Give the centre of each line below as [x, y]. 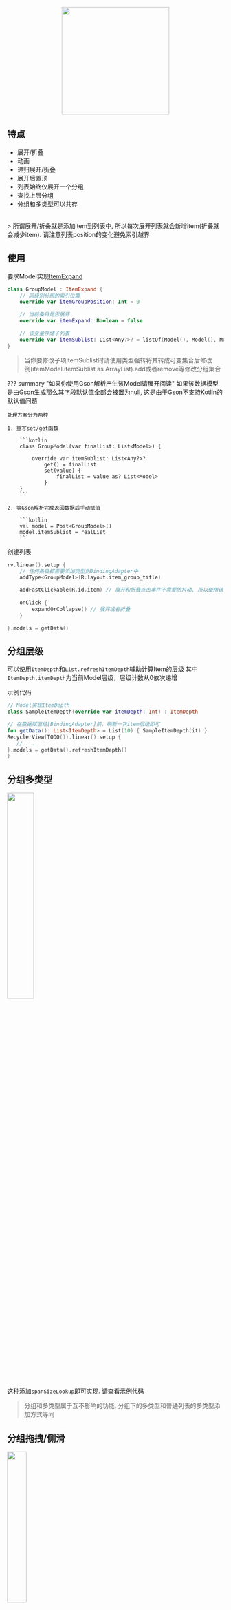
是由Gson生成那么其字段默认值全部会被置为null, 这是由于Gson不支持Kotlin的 [115, 392]
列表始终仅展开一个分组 [50, 187]
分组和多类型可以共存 [47, 204]
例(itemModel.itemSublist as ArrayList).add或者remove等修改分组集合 [122, 369]
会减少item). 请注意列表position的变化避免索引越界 [78, 234]
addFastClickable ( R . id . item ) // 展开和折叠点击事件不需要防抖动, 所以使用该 [121, 590]
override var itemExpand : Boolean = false [81, 321]
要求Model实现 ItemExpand [45, 276]
